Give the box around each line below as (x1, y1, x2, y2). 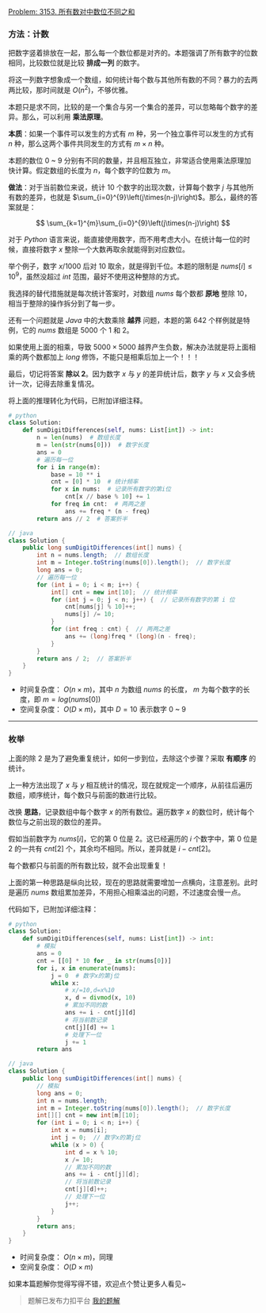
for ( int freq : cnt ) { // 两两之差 (50, 626, 170, 633)
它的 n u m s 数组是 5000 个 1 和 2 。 (21, 325, 134, 335)
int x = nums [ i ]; (50, 1126, 108, 1134)
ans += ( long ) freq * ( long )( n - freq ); (64, 632, 196, 641)
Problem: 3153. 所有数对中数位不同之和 (8, 7, 135, 16)
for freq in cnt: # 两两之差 (50, 500, 146, 508)
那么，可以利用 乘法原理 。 (21, 112, 108, 121)
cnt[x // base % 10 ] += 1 (64, 493, 150, 501)
